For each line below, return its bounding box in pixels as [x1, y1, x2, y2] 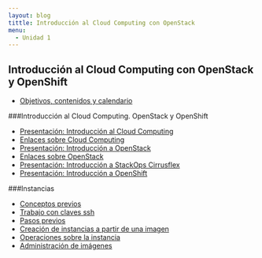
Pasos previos [19, 216, 66, 226]
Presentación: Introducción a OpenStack [19, 144, 151, 153]
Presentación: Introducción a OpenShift [19, 169, 148, 178]
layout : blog [8, 11, 51, 20]
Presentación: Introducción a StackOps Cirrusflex [19, 160, 180, 170]
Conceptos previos [19, 199, 82, 209]
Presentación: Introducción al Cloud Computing [19, 127, 174, 136]
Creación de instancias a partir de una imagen [19, 224, 169, 234]
